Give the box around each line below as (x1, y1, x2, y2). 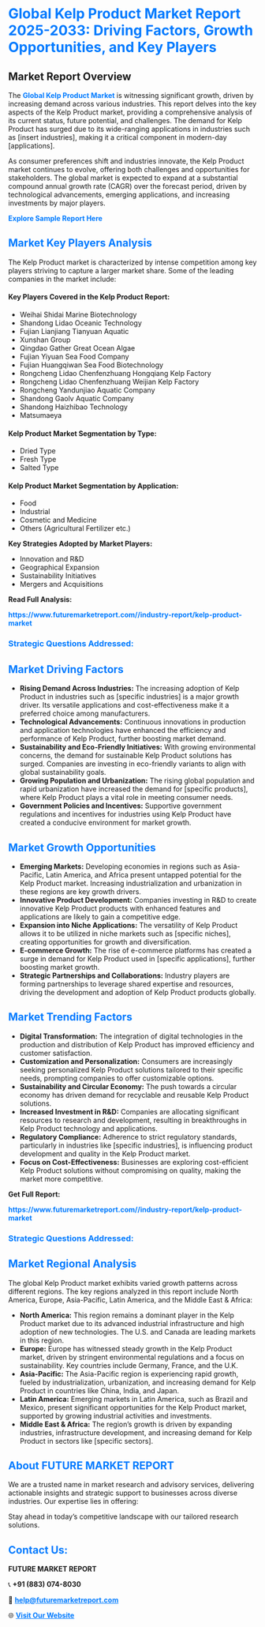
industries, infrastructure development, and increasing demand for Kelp (19, 1427, 252, 1437)
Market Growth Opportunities (8, 840, 156, 854)
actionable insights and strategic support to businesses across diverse (8, 1488, 238, 1497)
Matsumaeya (19, 411, 62, 420)
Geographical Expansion (19, 562, 100, 573)
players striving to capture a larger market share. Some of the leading (8, 265, 234, 275)
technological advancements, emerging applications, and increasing (8, 190, 230, 199)
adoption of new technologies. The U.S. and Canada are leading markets (19, 1327, 256, 1336)
